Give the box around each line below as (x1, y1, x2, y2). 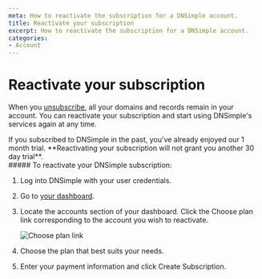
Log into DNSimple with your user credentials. (19, 176, 172, 185)
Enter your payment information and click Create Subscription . (19, 261, 227, 272)
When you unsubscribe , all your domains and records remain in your (8, 102, 234, 112)
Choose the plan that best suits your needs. (19, 246, 164, 256)
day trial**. (8, 152, 43, 161)
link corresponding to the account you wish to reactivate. (19, 215, 208, 225)
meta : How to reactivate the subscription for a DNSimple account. (8, 11, 239, 20)
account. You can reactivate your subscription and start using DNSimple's (8, 111, 252, 121)
